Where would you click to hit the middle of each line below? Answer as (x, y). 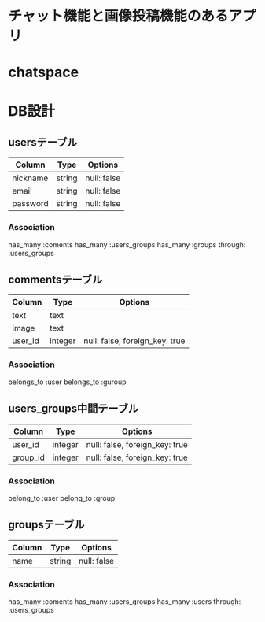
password (30, 204)
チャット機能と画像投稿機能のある (118, 16)
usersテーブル (43, 142)
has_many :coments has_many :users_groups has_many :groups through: (127, 244)
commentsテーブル (55, 280)
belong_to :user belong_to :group (62, 498)
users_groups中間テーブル (74, 409)
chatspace (44, 72)
